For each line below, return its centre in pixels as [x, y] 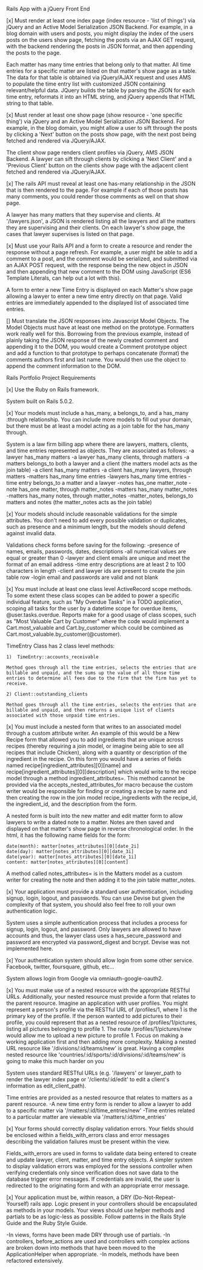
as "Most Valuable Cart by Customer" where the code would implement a [98, 621]
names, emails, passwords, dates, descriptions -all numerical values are [96, 551]
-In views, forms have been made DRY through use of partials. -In [88, 1235]
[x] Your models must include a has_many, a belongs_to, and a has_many [98, 413]
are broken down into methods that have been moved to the [81, 1248]
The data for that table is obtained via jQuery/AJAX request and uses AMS [99, 77]
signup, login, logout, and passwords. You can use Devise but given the [95, 898]
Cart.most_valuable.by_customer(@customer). [64, 634]
